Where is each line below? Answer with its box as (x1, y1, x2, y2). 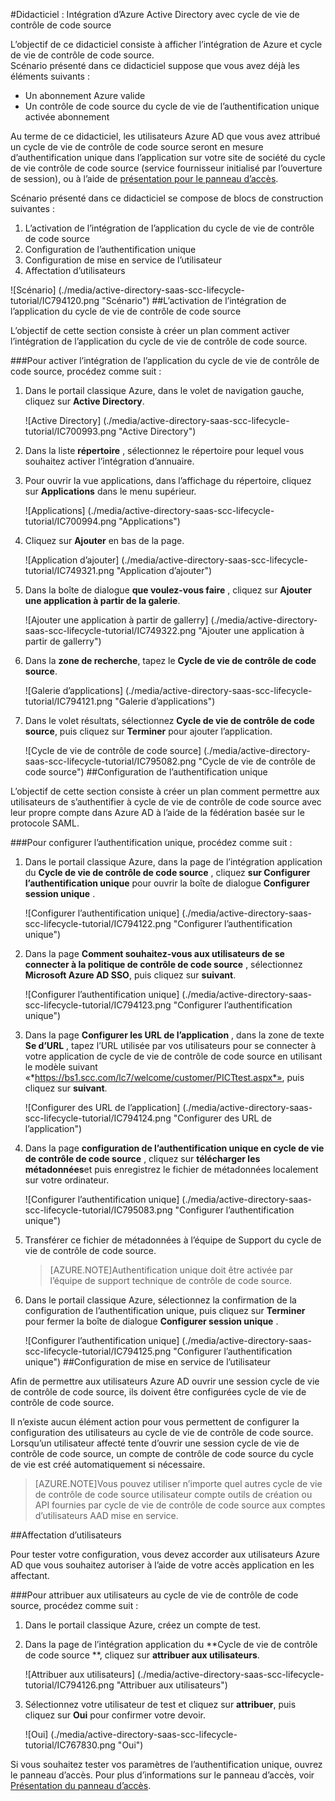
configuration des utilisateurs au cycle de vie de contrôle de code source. (10, 1427, 314, 1438)
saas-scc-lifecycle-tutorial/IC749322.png (24, 625, 197, 636)
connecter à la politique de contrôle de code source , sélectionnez (24, 959, 303, 970)
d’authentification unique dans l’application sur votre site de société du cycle (10, 152, 326, 163)
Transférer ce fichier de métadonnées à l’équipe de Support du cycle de (24, 1234, 322, 1246)
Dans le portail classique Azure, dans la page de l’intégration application (24, 856, 323, 868)
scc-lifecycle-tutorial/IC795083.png (24, 1204, 173, 1216)
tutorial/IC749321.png (24, 565, 115, 576)
